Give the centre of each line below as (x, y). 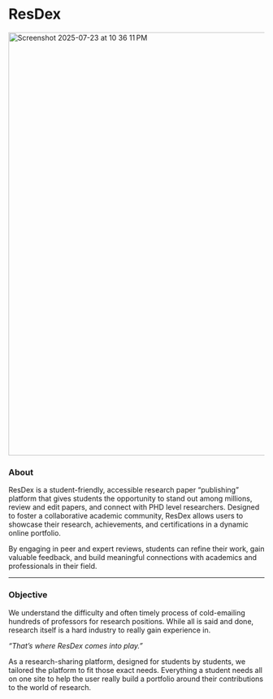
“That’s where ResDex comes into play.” (76, 645)
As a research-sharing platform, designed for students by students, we (127, 661)
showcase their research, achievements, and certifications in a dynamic (129, 524)
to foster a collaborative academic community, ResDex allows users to (126, 516)
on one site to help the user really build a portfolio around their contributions (136, 679)
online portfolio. (35, 533)
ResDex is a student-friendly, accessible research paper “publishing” (124, 490)
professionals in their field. (53, 567)
